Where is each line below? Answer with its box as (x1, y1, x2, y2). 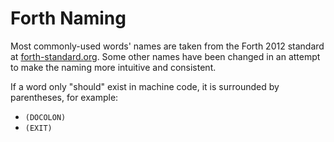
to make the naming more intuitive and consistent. (10, 61, 217, 73)
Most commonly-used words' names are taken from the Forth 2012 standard (10, 40, 325, 52)
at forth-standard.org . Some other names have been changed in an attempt (10, 50, 321, 62)
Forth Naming (10, 7, 127, 30)
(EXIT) (24, 123, 53, 133)
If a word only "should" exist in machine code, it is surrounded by (10, 80, 280, 92)
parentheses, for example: (10, 91, 119, 103)
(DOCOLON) (24, 112, 67, 122)
